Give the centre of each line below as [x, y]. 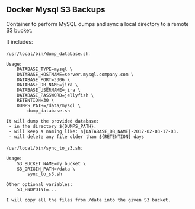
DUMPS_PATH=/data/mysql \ [49, 105]
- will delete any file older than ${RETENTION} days [76, 136]
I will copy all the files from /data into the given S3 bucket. [88, 200]
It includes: [20, 41]
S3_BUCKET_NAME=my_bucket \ [51, 163]
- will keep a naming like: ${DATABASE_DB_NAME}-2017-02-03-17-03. [94, 131]
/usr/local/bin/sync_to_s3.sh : [44, 147]
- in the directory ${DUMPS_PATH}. [52, 126]
